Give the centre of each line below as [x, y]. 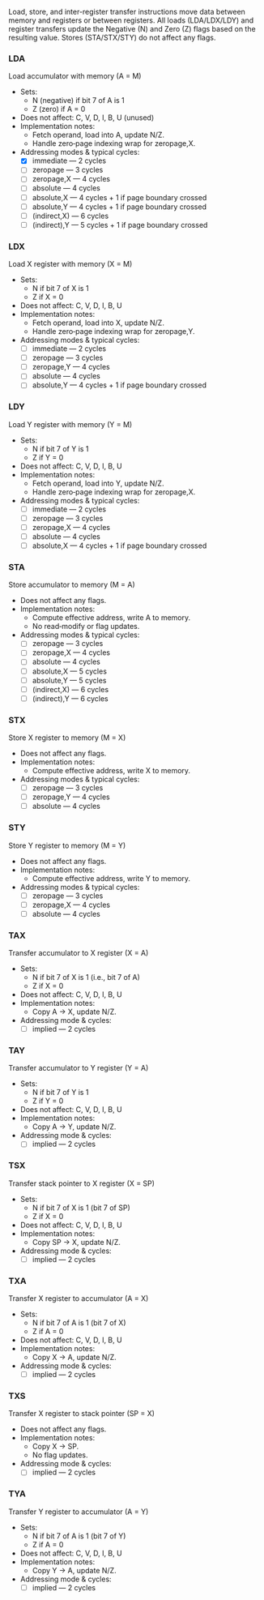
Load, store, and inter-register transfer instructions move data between [127, 12]
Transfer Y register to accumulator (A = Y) [79, 1512]
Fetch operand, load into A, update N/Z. [98, 135]
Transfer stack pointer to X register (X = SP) [82, 1183]
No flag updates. [60, 1455]
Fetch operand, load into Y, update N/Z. [98, 483]
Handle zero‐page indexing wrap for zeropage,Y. [114, 332]
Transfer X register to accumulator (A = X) [79, 1298]
